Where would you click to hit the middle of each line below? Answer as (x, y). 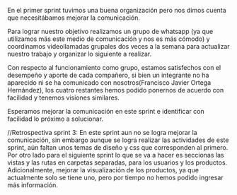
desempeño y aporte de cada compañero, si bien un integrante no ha (108, 75)
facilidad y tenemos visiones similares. (64, 97)
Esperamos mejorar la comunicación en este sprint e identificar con (106, 111)
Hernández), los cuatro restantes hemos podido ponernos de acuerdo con (116, 90)
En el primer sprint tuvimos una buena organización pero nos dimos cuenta (117, 10)
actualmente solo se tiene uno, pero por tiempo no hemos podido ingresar (116, 177)
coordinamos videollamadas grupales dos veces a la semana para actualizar (118, 46)
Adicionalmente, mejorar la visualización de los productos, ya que (103, 170)
